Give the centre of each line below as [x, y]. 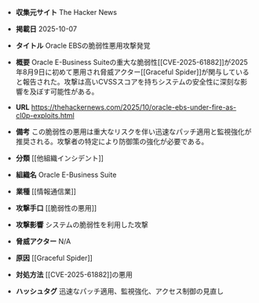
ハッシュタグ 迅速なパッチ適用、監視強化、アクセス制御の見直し [120, 291]
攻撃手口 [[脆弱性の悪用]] [56, 208]
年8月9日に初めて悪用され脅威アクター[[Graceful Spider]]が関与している [132, 72]
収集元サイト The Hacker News [66, 12]
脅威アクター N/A [43, 241]
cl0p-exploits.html [45, 115]
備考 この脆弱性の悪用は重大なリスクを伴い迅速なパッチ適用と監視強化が [133, 132]
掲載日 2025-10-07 [46, 29]
